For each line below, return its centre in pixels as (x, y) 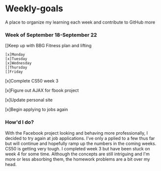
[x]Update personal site (29, 100)
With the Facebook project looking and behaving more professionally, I (77, 133)
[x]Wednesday (18, 63)
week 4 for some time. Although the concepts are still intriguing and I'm (77, 154)
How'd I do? (20, 122)
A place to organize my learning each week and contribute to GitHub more (80, 22)
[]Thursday (16, 68)
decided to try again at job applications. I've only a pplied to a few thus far (80, 138)
